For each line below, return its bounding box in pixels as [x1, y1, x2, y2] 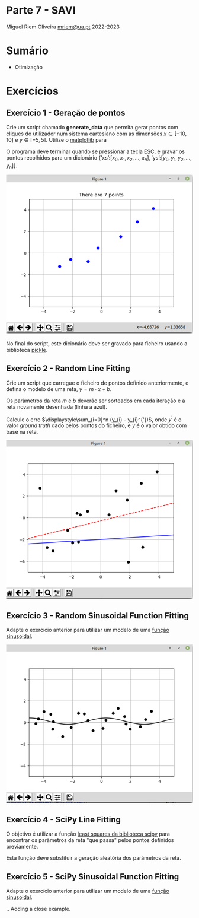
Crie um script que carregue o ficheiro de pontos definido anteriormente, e [6, 379, 189, 386]
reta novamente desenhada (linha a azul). [6, 403, 108, 410]
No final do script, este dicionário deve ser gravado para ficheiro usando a [6, 339, 188, 347]
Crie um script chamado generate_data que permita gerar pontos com [6, 123, 179, 131]
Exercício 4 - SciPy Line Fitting [6, 815, 121, 825]
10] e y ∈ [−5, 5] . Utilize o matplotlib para [6, 136, 107, 143]
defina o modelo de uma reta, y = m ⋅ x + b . [6, 385, 112, 392]
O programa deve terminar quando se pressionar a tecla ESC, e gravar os [6, 148, 185, 155]
